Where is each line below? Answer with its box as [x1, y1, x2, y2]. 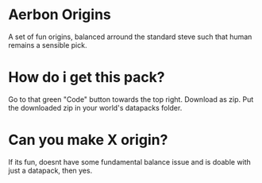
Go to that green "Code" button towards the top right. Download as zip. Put [8, 94, 254, 104]
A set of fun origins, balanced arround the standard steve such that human [8, 32, 252, 41]
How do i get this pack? [8, 68, 165, 87]
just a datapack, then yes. [8, 165, 93, 175]
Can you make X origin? [8, 131, 168, 149]
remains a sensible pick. [8, 40, 87, 49]
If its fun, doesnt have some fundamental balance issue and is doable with [8, 157, 252, 166]
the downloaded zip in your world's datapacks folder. [8, 103, 183, 112]
